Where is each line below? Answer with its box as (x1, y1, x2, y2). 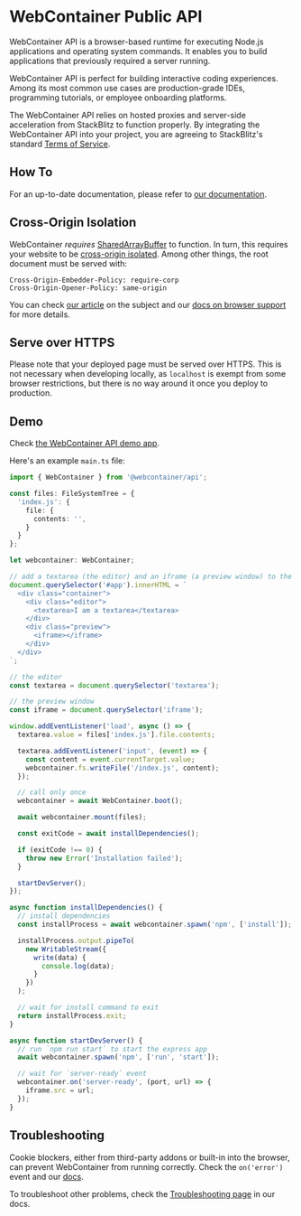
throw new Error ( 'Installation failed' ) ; (25, 854, 183, 863)
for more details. (9, 309, 70, 320)
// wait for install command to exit (17, 1003, 160, 1013)
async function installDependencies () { (9, 903, 164, 912)
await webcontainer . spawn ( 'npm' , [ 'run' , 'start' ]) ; (17, 1052, 220, 1062)
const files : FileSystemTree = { (9, 490, 135, 499)
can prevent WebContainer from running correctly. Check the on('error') (9, 1161, 284, 1172)
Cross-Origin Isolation (9, 215, 137, 230)
